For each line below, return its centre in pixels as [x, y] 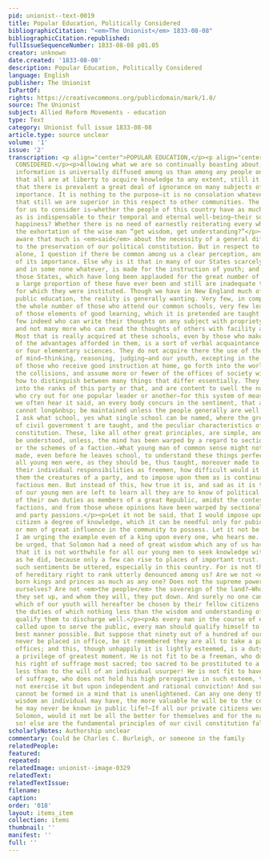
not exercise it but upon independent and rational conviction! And [132, 686]
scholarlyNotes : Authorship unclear [69, 731]
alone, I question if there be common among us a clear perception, [132, 254]
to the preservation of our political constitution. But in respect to [138, 247]
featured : [25, 753]
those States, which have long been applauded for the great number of [138, 276]
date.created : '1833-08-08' [55, 61]
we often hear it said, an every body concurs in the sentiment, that [136, 403]
